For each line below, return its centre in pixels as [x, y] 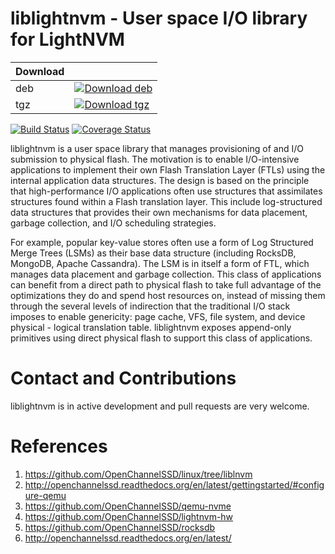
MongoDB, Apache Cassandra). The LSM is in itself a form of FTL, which [160, 263]
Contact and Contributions [123, 378]
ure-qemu [45, 495]
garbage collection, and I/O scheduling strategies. [113, 223]
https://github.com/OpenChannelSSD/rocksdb [120, 527]
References [59, 446]
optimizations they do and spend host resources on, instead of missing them [168, 295]
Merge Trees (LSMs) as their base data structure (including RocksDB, [153, 253]
